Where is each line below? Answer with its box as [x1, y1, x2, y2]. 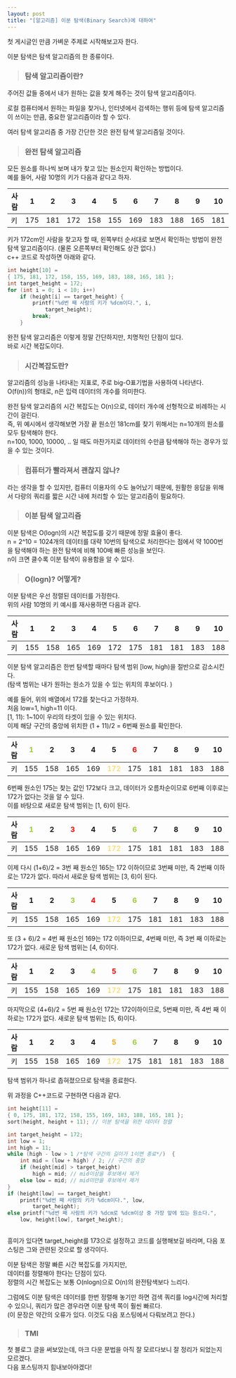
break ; [32, 313, 52, 320]
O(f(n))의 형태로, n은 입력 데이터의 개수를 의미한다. [7, 387, 147, 395]
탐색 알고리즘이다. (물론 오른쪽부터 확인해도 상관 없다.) [7, 244, 157, 252]
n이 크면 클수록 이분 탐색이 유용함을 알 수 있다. [7, 555, 135, 563]
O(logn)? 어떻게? [24, 574, 81, 584]
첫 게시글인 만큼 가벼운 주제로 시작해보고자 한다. [7, 37, 139, 46]
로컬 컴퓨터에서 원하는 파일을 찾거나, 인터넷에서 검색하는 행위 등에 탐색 [7, 104, 200, 112]
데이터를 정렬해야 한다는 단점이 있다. [7, 1269, 107, 1277]
